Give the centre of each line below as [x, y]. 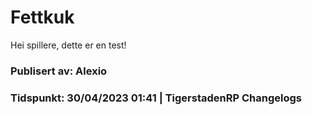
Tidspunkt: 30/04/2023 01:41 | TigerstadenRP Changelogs [156, 98]
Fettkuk [42, 17]
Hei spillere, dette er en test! [68, 45]
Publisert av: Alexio [59, 71]
